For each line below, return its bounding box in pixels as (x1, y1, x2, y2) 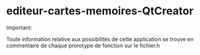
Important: (6, 24, 32, 31)
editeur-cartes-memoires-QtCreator (6, 4, 194, 18)
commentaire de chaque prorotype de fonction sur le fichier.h (6, 42, 161, 49)
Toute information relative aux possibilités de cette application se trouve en (6, 35, 194, 42)
